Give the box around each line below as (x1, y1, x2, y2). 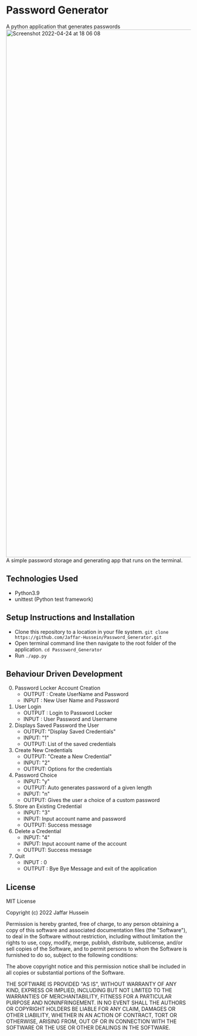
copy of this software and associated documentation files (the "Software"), (6, 927, 188, 934)
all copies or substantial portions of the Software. (6, 969, 125, 976)
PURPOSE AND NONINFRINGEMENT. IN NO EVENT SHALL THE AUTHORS (6, 999, 186, 1006)
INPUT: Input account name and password (23, 816, 126, 823)
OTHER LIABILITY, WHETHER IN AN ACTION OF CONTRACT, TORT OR (6, 1012, 177, 1019)
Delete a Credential (14, 828, 62, 835)
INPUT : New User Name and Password (23, 697, 119, 704)
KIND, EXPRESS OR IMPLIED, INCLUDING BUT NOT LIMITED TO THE (6, 987, 172, 994)
